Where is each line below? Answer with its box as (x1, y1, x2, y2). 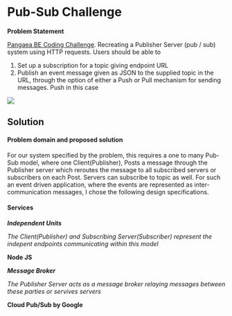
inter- (194, 180, 210, 189)
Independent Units (7, 219, 62, 227)
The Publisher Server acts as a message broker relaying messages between (7, 279, 226, 288)
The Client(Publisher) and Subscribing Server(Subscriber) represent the (7, 232, 213, 241)
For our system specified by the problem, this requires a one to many (7, 151, 204, 159)
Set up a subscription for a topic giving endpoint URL (17, 61, 169, 69)
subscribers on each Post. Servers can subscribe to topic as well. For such (7, 173, 221, 181)
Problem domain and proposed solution (7, 136, 123, 144)
